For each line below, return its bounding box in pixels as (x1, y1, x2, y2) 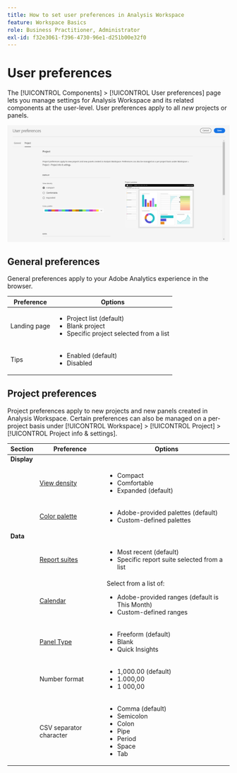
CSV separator (39, 723, 83, 732)
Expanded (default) (117, 486, 174, 495)
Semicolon (117, 712, 148, 721)
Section (10, 445, 34, 453)
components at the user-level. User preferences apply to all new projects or (7, 103, 227, 113)
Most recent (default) (117, 548, 179, 556)
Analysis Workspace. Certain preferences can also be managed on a (7, 414, 207, 423)
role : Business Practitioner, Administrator (7, 26, 140, 33)
